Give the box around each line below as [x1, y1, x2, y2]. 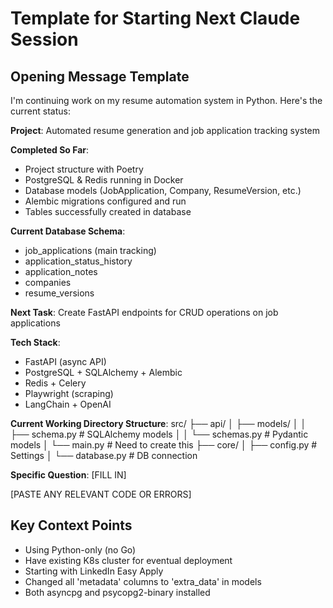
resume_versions [24, 287, 95, 299]
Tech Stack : [10, 337, 61, 348]
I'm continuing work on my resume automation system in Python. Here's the [10, 95, 323, 106]
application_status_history [24, 255, 133, 267]
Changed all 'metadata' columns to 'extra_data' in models [24, 575, 262, 587]
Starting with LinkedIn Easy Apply [24, 565, 164, 577]
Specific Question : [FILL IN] [10, 469, 127, 481]
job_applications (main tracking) [24, 245, 157, 256]
